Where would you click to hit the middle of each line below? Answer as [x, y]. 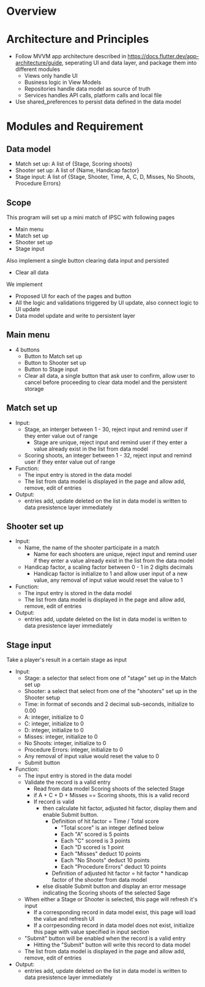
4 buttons [27, 350]
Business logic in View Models [63, 82]
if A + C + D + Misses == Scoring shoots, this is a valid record [111, 795]
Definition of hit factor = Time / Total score [105, 821]
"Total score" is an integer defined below [112, 828]
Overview [32, 11]
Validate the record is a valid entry [68, 782]
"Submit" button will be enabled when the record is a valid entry [105, 939]
